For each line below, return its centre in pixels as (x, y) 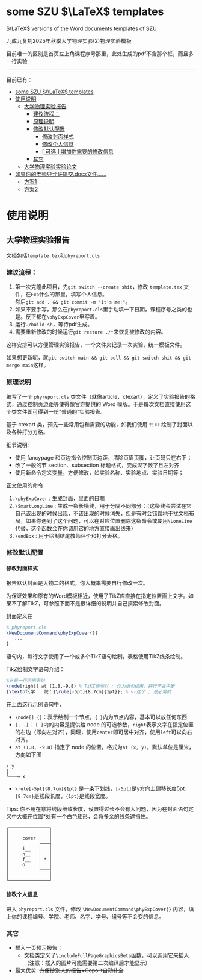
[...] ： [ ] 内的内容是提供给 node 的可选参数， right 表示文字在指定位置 (104, 724)
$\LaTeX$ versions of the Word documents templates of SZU (82, 28)
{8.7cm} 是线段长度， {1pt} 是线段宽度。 (63, 796)
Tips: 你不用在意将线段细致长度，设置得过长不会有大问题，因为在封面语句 (97, 808)
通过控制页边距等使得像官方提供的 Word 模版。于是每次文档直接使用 (101, 404)
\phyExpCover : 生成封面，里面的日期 (60, 498)
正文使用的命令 (25, 485)
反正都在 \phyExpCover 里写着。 (63, 317)
